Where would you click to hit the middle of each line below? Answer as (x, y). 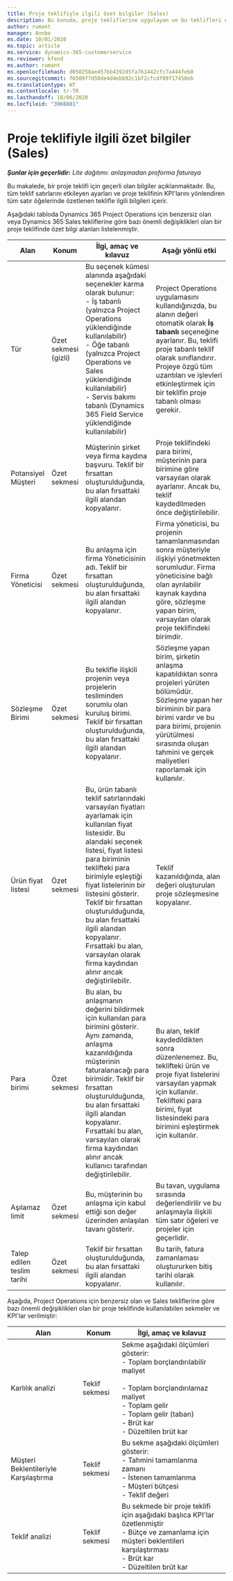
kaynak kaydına (181, 593)
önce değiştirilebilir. (188, 512)
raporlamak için (181, 769)
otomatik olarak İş (185, 322)
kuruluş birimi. (109, 713)
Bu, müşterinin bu (114, 1194)
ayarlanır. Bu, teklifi (187, 340)
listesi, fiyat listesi (114, 850)
